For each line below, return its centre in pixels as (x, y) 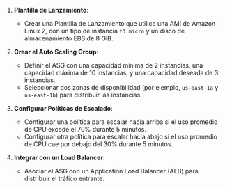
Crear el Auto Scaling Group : (56, 52)
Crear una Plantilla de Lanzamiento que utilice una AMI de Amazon (120, 23)
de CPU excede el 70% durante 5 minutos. (85, 129)
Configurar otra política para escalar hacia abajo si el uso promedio (121, 136)
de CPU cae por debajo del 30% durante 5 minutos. (98, 144)
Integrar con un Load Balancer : (60, 157)
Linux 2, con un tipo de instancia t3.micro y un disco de (104, 31)
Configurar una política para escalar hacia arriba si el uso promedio (121, 122)
